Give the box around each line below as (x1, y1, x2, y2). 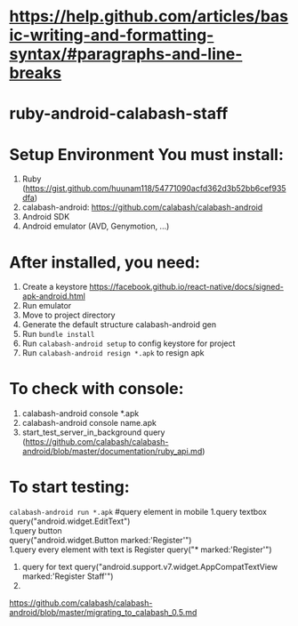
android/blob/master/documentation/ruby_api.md (21, 446, 203, 457)
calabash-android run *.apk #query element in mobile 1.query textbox (9, 507, 268, 518)
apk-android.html (21, 291, 86, 301)
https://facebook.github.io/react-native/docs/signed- (89, 282, 285, 293)
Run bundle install (21, 329, 95, 340)
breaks (9, 63, 62, 84)
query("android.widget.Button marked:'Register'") (9, 535, 192, 546)
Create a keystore (21, 282, 88, 293)
